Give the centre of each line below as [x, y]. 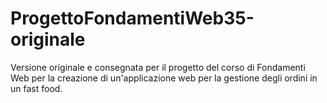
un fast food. [36, 88]
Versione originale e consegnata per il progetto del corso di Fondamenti [158, 67]
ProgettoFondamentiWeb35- [132, 18]
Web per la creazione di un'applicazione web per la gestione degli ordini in [164, 78]
